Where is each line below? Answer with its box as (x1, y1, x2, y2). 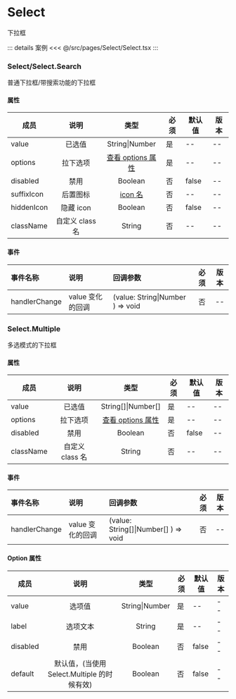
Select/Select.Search (7, 61, 82, 71)
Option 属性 (7, 554, 42, 562)
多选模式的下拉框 (7, 340, 57, 349)
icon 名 (119, 190, 143, 199)
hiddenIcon (11, 202, 48, 212)
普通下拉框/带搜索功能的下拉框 (7, 78, 96, 87)
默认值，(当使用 (53, 658, 107, 668)
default (11, 669, 34, 679)
